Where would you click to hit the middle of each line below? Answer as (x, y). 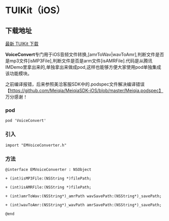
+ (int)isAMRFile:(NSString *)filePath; (49, 187)
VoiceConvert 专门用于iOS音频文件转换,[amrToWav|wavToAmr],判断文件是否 (85, 54)
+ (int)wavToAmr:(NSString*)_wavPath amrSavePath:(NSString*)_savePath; (83, 205)
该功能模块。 (18, 73)
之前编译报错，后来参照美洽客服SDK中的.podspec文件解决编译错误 (75, 84)
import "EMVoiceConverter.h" (36, 145)
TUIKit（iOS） (35, 10)
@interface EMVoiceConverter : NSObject (49, 169)
